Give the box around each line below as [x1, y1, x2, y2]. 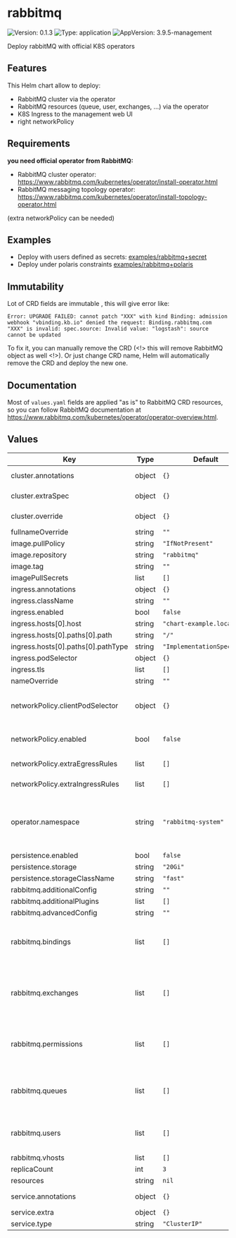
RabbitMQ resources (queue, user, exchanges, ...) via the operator [17, 102, 209, 111]
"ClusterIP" [162, 1220, 202, 1227]
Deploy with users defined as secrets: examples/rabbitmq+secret [17, 252, 207, 262]
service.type [11, 1218, 53, 1228]
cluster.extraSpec [11, 491, 70, 501]
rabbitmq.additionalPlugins [11, 896, 100, 906]
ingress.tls [11, 664, 45, 674]
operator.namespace [11, 816, 80, 826]
